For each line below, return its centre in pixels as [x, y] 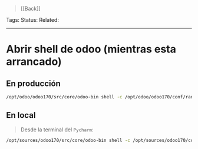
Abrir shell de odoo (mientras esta [91, 49]
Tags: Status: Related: [32, 20]
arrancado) [34, 62]
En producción [33, 83]
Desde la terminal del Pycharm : [57, 130]
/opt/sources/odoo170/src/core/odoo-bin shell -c [68, 140]
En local [21, 115]
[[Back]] [30, 9]
